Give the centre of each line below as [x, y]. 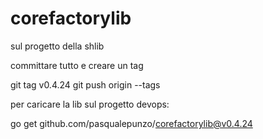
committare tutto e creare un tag [77, 65]
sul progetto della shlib [57, 46]
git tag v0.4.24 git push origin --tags [85, 84]
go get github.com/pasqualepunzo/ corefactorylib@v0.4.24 [131, 123]
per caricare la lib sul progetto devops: [90, 104]
